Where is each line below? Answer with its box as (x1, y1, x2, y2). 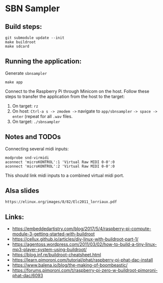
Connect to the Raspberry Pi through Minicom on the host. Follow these (5, 88, 149, 94)
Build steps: (5, 23, 43, 31)
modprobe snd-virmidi (5, 155, 49, 160)
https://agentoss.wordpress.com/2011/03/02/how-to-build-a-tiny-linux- (12, 241, 157, 247)
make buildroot (5, 40, 36, 45)
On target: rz (12, 103, 38, 109)
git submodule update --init (5, 35, 65, 40)
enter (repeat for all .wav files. (12, 113, 73, 119)
